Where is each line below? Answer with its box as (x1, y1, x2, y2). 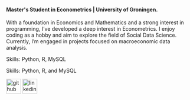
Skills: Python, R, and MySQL (6, 67, 77, 75)
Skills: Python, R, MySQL (6, 56, 66, 63)
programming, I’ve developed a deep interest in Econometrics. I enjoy (6, 25, 175, 33)
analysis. (6, 44, 28, 51)
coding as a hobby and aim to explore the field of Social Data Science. (6, 31, 177, 39)
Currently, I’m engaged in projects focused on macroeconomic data (6, 38, 171, 45)
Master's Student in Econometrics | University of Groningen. (6, 6, 158, 13)
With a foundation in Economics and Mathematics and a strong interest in (6, 19, 184, 26)
